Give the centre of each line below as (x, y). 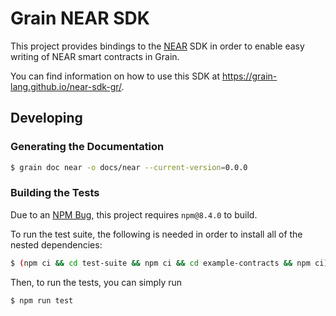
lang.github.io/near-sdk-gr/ (66, 86)
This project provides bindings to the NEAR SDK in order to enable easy (157, 46)
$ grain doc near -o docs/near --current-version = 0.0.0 (129, 167)
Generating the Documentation (87, 147)
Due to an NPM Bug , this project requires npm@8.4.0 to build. (134, 214)
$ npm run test (42, 300)
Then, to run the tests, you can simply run (96, 282)
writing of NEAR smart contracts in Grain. (95, 56)
